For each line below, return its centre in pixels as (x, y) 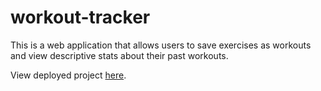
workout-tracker (80, 17)
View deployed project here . (68, 75)
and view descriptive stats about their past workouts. (119, 55)
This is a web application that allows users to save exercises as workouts (161, 45)
